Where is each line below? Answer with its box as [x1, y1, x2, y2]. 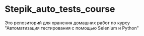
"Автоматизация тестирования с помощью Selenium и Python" [5, 25, 139, 31]
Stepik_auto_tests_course [5, 3, 115, 15]
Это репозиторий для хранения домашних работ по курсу [5, 20, 130, 26]
